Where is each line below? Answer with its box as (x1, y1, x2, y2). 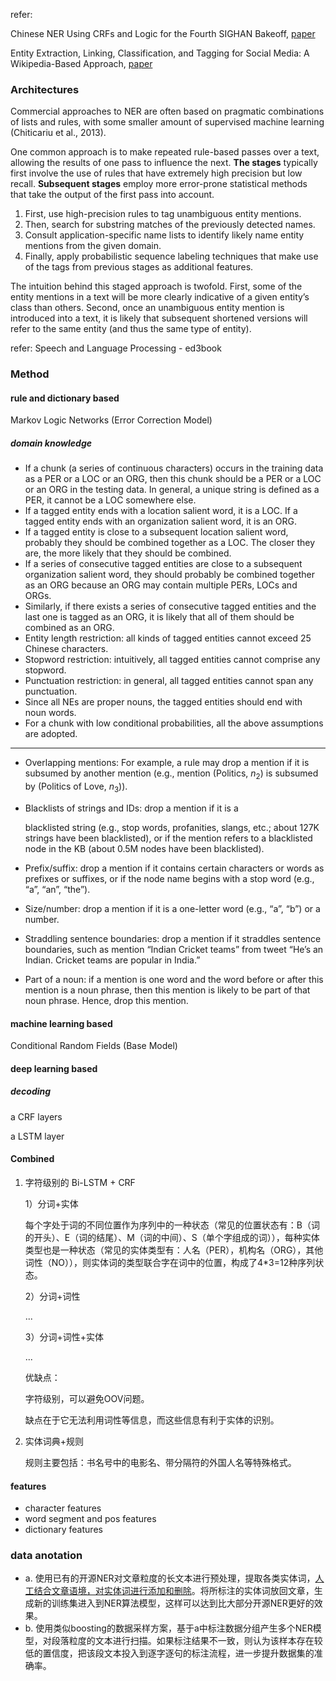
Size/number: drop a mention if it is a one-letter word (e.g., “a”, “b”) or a (24, 902, 321, 914)
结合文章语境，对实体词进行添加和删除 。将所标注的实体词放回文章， (33, 1585, 315, 1597)
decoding (10, 1085, 52, 1098)
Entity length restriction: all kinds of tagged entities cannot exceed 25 (24, 632, 312, 644)
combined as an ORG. (24, 622, 115, 634)
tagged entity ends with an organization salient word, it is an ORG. (24, 515, 298, 528)
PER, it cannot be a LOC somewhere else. (24, 494, 197, 506)
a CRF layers (10, 1110, 63, 1123)
